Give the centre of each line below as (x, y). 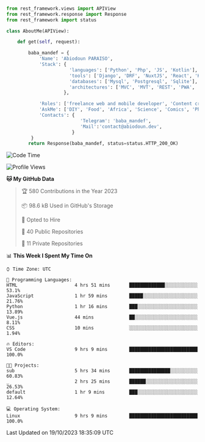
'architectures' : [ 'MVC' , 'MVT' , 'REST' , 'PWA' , (132, 87)
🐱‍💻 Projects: (23, 366)
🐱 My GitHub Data (31, 179)
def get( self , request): (49, 42)
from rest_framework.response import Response (67, 14)
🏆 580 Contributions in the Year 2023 (69, 191)
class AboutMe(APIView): (38, 31)
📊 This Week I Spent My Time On (49, 256)
